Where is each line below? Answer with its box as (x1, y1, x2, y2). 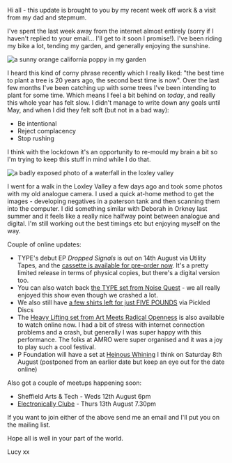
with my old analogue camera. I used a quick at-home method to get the (7, 190, 215, 198)
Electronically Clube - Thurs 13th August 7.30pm (17, 399, 157, 408)
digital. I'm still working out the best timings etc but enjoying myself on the (7, 219, 221, 228)
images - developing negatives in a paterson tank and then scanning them (7, 197, 221, 205)
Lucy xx (7, 448, 30, 456)
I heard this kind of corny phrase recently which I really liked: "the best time (7, 69, 224, 77)
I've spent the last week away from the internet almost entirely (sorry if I (7, 27, 214, 35)
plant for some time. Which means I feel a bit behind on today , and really (7, 91, 216, 99)
